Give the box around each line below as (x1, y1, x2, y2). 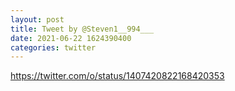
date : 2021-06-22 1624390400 (10, 33, 132, 43)
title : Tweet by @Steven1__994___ (10, 24, 155, 34)
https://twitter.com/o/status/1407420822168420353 (10, 70, 225, 82)
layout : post (10, 14, 65, 25)
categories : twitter (10, 42, 97, 53)
